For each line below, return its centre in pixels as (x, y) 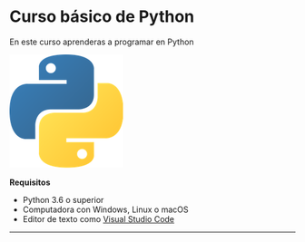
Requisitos (30, 182)
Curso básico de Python (102, 17)
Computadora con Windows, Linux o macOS (105, 209)
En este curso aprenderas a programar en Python (102, 42)
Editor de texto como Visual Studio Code (98, 218)
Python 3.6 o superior (63, 199)
